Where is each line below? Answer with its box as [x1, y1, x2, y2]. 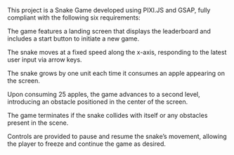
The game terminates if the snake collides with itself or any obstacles [7, 112, 208, 119]
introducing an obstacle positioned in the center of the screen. [7, 97, 188, 106]
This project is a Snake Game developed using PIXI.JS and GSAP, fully [7, 6, 211, 14]
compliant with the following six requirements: [7, 13, 141, 22]
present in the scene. [7, 119, 69, 127]
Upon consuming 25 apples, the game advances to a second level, [7, 90, 200, 98]
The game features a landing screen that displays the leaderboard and [7, 27, 211, 35]
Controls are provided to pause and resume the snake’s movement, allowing [7, 133, 227, 140]
